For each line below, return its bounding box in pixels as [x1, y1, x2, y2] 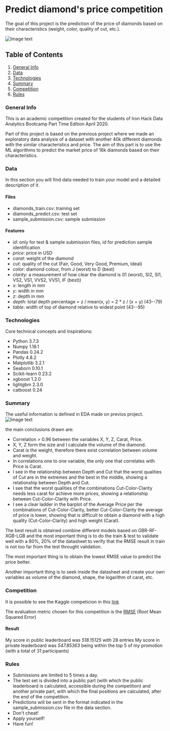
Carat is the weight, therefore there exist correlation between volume [12, 447, 158, 453]
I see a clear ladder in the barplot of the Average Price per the [12, 501, 143, 508]
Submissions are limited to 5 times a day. [12, 672, 99, 678]
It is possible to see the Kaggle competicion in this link [5, 598, 119, 605]
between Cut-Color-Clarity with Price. [12, 496, 93, 502]
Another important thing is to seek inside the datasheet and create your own [5, 569, 165, 575]
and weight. [12, 453, 38, 459]
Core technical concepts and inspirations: [5, 328, 93, 334]
